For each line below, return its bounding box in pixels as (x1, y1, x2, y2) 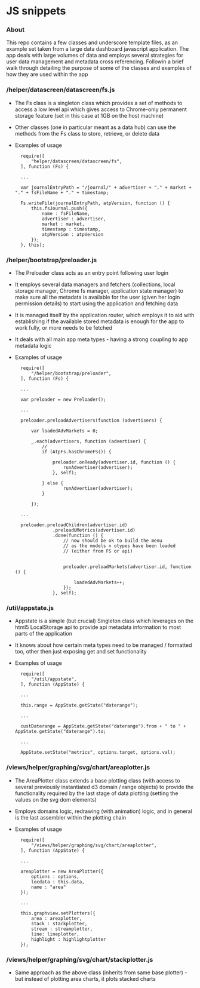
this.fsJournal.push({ (30, 205, 88, 211)
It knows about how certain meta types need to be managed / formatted (14, 642, 192, 649)
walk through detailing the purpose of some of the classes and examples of (6, 65, 192, 72)
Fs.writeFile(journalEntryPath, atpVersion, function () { (20, 200, 171, 206)
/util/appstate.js (6, 604, 54, 612)
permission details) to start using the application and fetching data (14, 300, 179, 307)
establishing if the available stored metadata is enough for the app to (14, 318, 184, 325)
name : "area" (30, 884, 66, 890)
